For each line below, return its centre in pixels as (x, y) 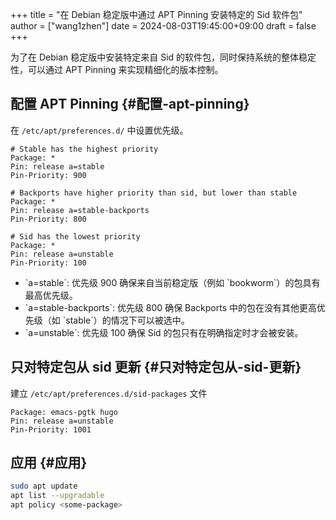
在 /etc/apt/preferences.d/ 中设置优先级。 (99, 130)
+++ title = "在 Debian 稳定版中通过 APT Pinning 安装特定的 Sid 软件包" (156, 14)
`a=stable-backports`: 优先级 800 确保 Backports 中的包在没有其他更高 (171, 307)
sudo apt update (44, 486)
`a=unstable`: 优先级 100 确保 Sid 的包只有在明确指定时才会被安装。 (164, 332)
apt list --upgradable (57, 496)
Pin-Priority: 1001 (51, 429)
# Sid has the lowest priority (75, 236)
